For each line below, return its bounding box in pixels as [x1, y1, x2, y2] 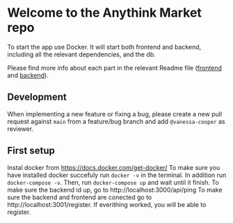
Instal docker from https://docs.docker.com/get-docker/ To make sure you [7, 163, 220, 171]
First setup [7, 145, 56, 157]
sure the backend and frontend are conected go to [7, 193, 152, 201]
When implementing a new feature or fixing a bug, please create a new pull [7, 109, 223, 118]
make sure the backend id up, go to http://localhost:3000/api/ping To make [7, 185, 223, 194]
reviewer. [7, 124, 33, 133]
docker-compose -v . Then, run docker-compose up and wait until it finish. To [7, 178, 219, 186]
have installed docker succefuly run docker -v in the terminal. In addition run [7, 171, 227, 179]
